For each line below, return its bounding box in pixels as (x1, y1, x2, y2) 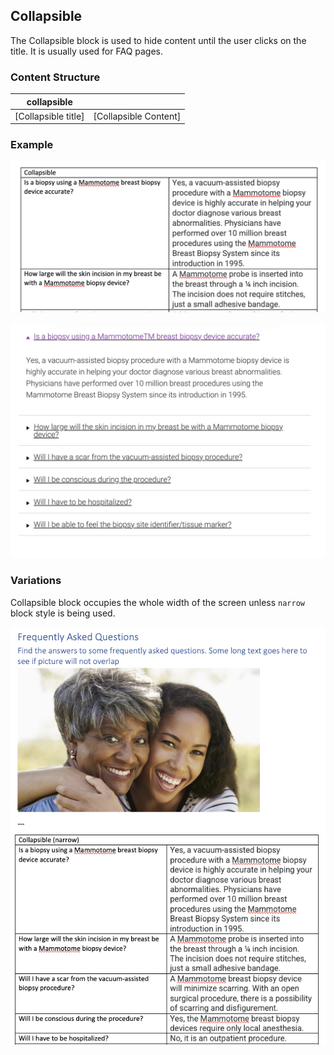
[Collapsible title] (14, 110, 85, 122)
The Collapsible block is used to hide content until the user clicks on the (10, 34, 307, 46)
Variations (10, 574, 62, 588)
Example (10, 138, 54, 152)
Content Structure (10, 70, 101, 84)
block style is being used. (10, 607, 116, 619)
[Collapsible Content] (93, 110, 182, 122)
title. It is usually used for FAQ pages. (10, 45, 164, 57)
